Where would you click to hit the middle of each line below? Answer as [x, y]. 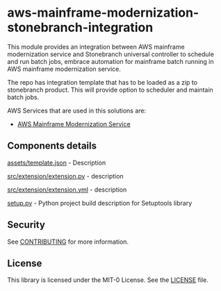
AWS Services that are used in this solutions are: [77, 110]
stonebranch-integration [80, 27]
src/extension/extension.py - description [65, 176]
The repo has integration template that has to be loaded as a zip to [103, 82]
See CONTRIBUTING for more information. [68, 242]
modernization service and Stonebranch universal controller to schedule [110, 54]
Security [26, 225]
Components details [52, 146]
